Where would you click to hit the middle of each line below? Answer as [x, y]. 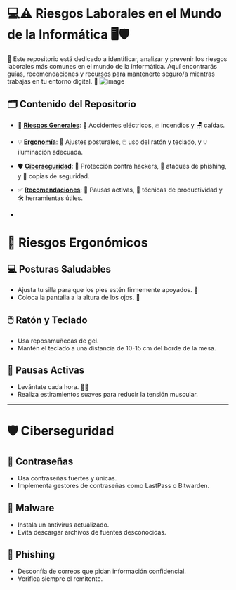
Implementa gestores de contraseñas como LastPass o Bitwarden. [113, 486]
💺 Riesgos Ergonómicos [78, 242]
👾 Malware [31, 507]
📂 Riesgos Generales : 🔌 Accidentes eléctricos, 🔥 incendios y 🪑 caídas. [121, 125]
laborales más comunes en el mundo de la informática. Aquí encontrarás [112, 66]
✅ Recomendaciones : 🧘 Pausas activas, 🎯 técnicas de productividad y [120, 190]
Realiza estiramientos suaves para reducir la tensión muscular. [108, 395]
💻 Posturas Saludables [59, 269]
